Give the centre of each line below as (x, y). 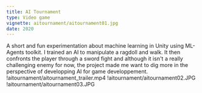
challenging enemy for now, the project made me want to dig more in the (97, 65)
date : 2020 (20, 29)
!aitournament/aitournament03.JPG (51, 85)
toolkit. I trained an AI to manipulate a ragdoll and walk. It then (103, 53)
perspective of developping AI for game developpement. (77, 72)
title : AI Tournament (34, 12)
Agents (15, 53)
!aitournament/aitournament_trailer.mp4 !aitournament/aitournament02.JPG (101, 78)
